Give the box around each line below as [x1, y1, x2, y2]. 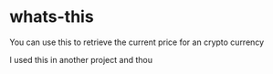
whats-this [9, 6, 94, 27]
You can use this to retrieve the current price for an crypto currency [9, 37, 265, 48]
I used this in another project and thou [9, 54, 153, 65]
